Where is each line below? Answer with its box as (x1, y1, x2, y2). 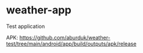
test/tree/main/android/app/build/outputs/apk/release (6, 40, 137, 47)
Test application (6, 23, 45, 30)
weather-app (6, 3, 72, 17)
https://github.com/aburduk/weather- (19, 34, 110, 41)
